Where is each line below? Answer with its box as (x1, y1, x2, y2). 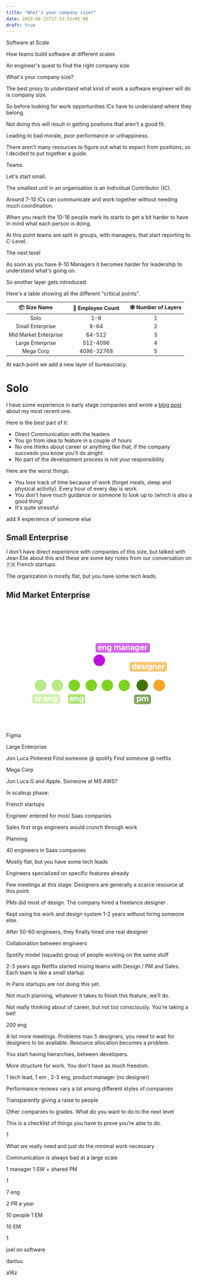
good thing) (14, 497, 43, 504)
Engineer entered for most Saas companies (6, 812, 112, 819)
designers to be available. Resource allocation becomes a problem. (6, 1039, 170, 1047)
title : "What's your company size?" (6, 9, 96, 15)
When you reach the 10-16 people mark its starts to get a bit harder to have (6, 214, 189, 221)
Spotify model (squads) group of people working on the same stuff (6, 951, 169, 958)
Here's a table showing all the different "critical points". (6, 290, 141, 297)
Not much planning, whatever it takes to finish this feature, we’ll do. (6, 992, 170, 999)
